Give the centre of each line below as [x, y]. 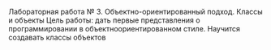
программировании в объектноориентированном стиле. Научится [125, 29]
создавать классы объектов [57, 37]
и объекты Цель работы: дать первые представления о [104, 20]
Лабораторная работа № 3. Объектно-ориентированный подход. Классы [136, 12]
